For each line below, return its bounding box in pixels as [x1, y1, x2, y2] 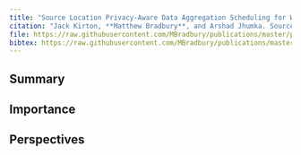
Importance [9, 102, 76, 117]
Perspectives [9, 132, 85, 148]
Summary [9, 71, 65, 86]
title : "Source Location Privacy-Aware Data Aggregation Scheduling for [9, 13, 287, 22]
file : [9, 30, 30, 39]
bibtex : [9, 38, 39, 47]
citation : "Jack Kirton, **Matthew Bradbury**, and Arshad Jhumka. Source [9, 22, 295, 30]
